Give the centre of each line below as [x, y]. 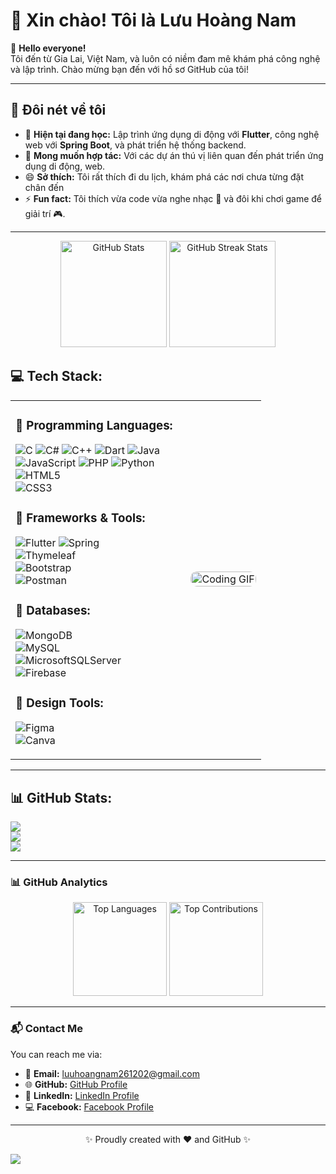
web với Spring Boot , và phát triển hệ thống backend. [135, 145]
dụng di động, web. [65, 166]
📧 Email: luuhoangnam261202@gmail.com [112, 1073]
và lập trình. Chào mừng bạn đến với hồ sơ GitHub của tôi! [129, 69]
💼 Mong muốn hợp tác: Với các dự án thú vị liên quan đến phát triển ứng [174, 155]
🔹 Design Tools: [59, 703]
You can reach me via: [56, 1054]
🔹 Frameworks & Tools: [80, 518]
